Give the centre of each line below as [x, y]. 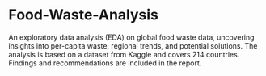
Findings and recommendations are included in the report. [105, 63]
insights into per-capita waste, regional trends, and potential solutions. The [133, 45]
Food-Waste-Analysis [84, 15]
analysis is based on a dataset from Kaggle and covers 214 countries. [124, 54]
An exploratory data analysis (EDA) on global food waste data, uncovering [131, 37]
